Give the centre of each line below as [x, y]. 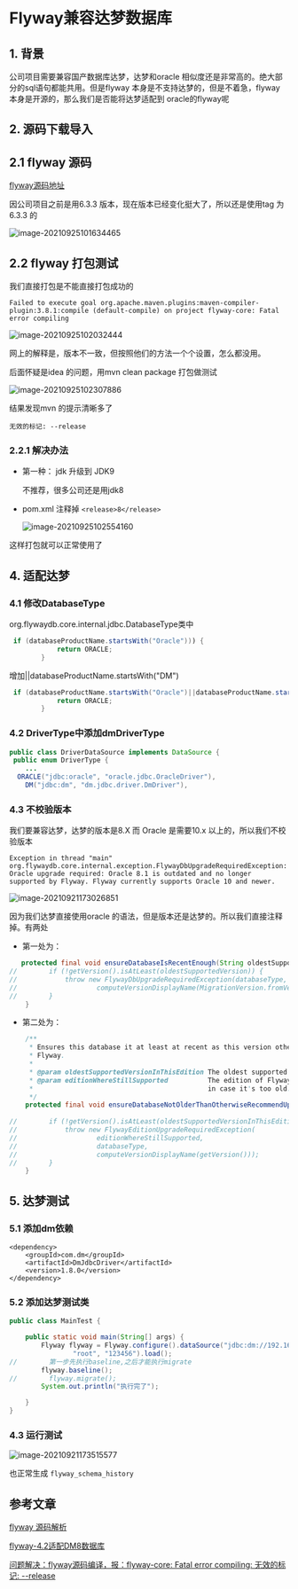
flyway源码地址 [37, 185]
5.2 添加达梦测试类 [49, 1302]
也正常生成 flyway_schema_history [72, 1474]
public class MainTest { [55, 1321]
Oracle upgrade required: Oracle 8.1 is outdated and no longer [130, 874]
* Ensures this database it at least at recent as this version [150, 1047]
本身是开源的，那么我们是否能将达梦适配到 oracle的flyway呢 [119, 99]
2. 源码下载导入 [51, 129]
